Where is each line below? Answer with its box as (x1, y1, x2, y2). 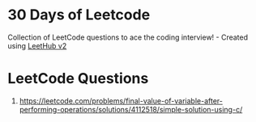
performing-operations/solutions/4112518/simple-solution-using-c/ (19, 104, 243, 114)
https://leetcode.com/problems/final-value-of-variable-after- (19, 95, 224, 106)
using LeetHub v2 (7, 40, 67, 50)
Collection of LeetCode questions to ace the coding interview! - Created (7, 32, 249, 42)
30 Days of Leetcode (7, 6, 151, 24)
